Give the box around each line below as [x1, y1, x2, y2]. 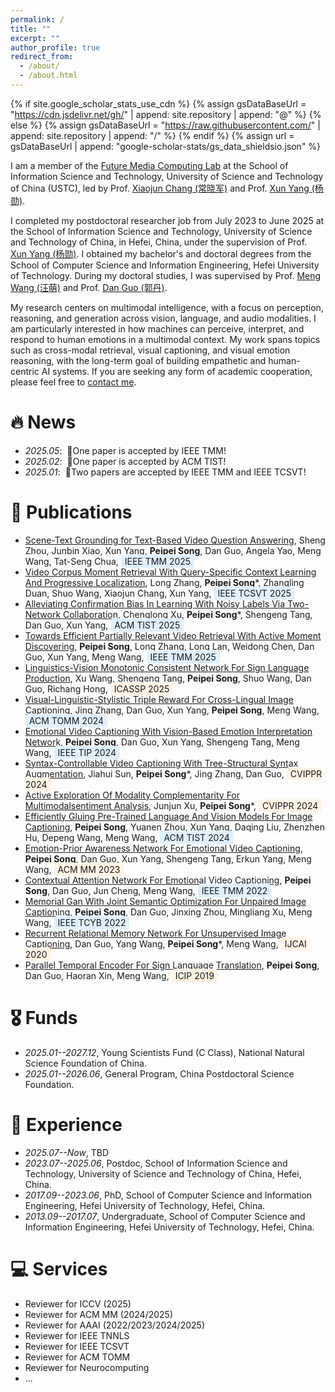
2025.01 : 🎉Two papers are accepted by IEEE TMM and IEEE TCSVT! [24, 466, 307, 478]
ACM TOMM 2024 [28, 714, 105, 726]
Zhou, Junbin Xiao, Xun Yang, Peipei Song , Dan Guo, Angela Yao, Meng [24, 544, 322, 556]
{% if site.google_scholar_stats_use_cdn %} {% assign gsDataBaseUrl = [10, 97, 307, 110]
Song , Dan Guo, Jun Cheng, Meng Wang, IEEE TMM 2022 [24, 884, 268, 896]
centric [10, 365, 40, 377]
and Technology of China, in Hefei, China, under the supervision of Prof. [10, 236, 308, 248]
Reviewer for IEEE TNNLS [24, 1329, 130, 1341]
